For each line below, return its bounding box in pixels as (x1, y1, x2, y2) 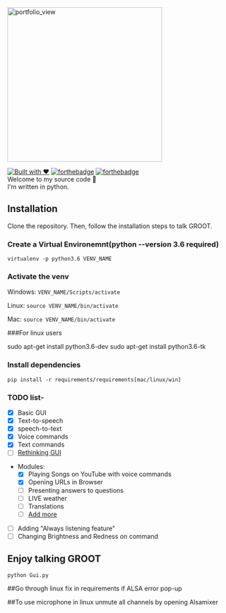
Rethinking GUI (17, 448, 61, 457)
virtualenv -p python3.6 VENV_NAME (7, 256, 112, 263)
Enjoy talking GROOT (7, 553, 101, 565)
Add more (28, 510, 58, 518)
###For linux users (7, 328, 62, 338)
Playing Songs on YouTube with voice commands (28, 470, 172, 479)
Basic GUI (17, 409, 47, 417)
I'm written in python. (7, 183, 69, 191)
